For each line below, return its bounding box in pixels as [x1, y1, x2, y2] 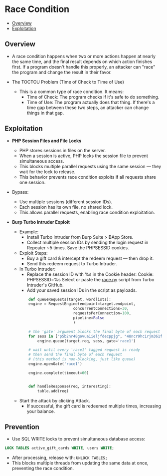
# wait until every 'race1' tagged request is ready [28, 347, 141, 352]
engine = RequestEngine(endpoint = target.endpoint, [28, 301, 136, 306]
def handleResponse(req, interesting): [28, 384, 112, 389]
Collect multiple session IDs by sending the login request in [26, 239, 149, 245]
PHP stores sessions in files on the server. [19, 147, 106, 153]
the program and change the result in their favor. [11, 69, 112, 75]
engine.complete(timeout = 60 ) [28, 370, 89, 375]
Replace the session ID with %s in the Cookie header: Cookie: [26, 271, 154, 277]
